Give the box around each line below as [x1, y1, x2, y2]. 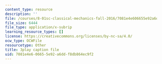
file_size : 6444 [5, 20, 38, 26]
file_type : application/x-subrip [5, 25, 72, 30]
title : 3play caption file [5, 47, 59, 52]
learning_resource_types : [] [5, 29, 64, 34]
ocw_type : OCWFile [5, 38, 42, 43]
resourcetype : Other [5, 43, 47, 48]
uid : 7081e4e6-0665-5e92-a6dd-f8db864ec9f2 [5, 51, 94, 57]
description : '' [5, 12, 38, 16]
